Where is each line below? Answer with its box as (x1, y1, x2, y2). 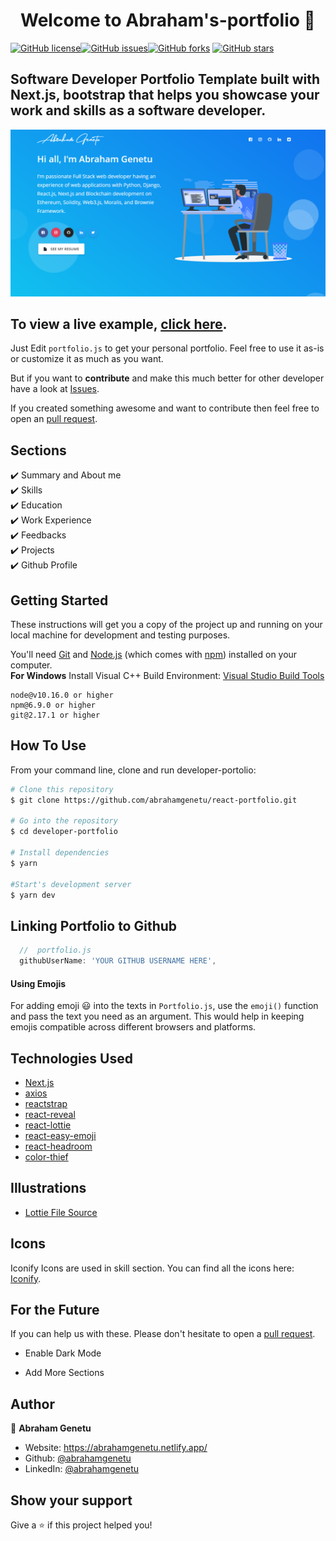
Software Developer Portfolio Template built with (10, 71, 321, 88)
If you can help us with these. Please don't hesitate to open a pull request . (10, 1328, 316, 1340)
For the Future (10, 1301, 100, 1318)
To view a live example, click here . (10, 315, 228, 333)
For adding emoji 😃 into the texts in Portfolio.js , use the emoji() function (10, 1000, 319, 1012)
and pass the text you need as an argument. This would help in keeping (10, 1010, 305, 1023)
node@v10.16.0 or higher (10, 690, 114, 700)
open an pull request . (10, 413, 98, 425)
